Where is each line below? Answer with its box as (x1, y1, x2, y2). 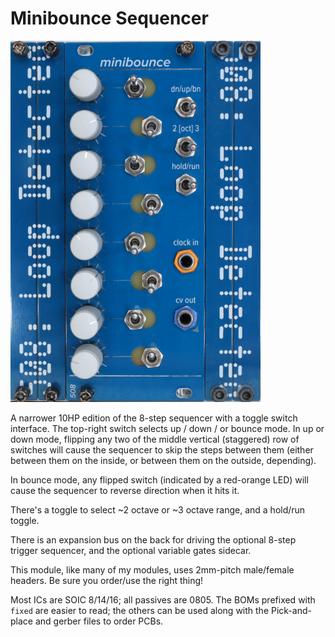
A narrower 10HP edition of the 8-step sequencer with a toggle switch (10, 412, 298, 424)
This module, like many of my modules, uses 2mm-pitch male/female (10, 563, 295, 576)
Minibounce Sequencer (10, 7, 209, 30)
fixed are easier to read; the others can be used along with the (10, 604, 270, 616)
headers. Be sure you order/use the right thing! (10, 574, 204, 586)
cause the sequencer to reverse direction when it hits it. (10, 484, 240, 496)
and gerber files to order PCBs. (34, 615, 164, 627)
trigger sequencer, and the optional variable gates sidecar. (10, 544, 252, 556)
